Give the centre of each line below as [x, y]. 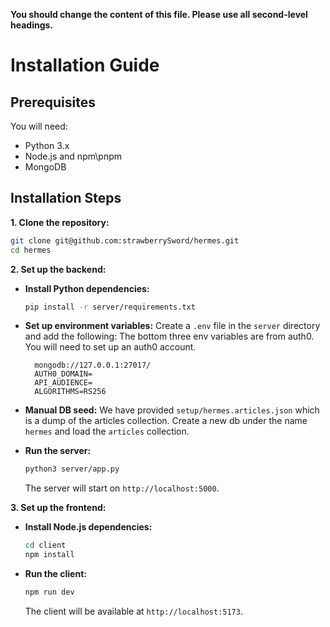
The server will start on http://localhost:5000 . [122, 488]
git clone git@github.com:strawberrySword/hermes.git [125, 240]
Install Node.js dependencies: [88, 527]
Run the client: [55, 574]
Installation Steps [66, 198]
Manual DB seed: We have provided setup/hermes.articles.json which [172, 410]
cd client [45, 545]
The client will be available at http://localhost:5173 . [133, 611]
